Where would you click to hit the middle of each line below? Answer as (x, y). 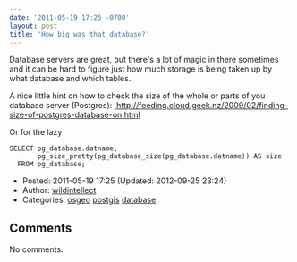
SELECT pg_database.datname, (64, 148)
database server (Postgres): (61, 106)
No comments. (37, 249)
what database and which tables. (70, 79)
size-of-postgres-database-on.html (75, 115)
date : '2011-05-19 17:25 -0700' (69, 17)
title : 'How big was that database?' (80, 34)
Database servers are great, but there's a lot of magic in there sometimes (144, 60)
